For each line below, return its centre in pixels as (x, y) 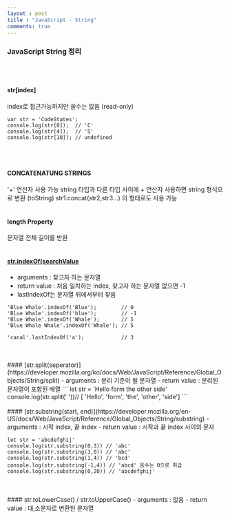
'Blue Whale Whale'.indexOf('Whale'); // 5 (71, 326)
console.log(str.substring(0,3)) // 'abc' (69, 446)
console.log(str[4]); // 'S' (51, 131)
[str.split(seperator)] (52, 365)
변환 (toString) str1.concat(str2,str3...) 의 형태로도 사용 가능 (96, 198)
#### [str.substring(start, (43, 412)
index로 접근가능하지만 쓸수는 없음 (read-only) (71, 106)
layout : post (28, 13)
